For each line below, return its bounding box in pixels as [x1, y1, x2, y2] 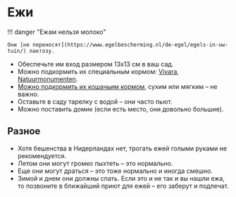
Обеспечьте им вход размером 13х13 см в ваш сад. [17, 59, 174, 68]
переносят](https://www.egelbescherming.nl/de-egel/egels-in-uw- [32, 41, 229, 48]
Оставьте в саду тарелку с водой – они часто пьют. [17, 97, 173, 106]
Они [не [7, 41, 30, 48]
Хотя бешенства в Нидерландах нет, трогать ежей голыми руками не [17, 144, 228, 153]
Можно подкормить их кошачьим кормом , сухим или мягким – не [17, 82, 218, 90]
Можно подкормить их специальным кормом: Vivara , [17, 67, 180, 76]
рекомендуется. [17, 151, 67, 160]
